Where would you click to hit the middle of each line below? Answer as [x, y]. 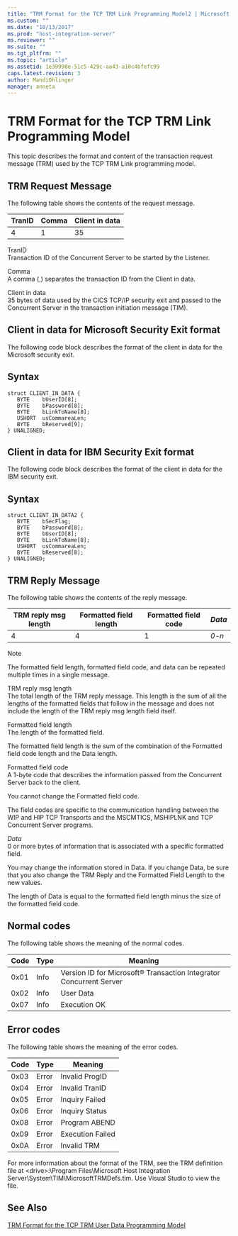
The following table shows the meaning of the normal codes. [96, 943]
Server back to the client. [44, 783]
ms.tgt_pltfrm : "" [34, 54]
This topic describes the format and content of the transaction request [110, 156]
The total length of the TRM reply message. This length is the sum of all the [117, 696]
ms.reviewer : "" [31, 40]
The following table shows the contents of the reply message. [97, 598]
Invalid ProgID [84, 1076]
